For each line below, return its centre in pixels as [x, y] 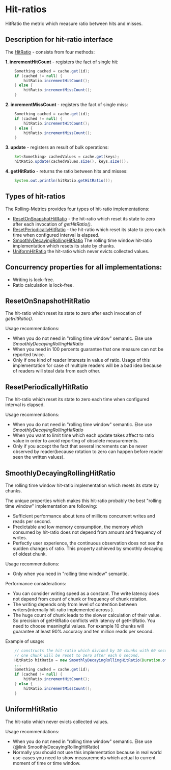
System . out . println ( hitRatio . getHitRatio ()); [64, 181]
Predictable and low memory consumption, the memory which [78, 527]
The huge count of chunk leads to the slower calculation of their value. [87, 615]
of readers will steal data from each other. [56, 371]
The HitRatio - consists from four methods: [50, 52]
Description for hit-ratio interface [59, 40]
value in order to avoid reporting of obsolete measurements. [76, 441]
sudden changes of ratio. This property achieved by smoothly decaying [88, 548]
